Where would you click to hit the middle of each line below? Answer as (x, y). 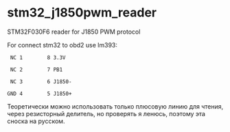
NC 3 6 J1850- (41, 81)
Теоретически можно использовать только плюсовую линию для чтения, (115, 106)
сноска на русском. (36, 121)
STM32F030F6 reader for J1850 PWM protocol (74, 32)
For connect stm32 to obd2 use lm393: (62, 45)
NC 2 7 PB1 (36, 69)
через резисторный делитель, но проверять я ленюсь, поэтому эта (106, 113)
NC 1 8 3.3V (38, 57)
